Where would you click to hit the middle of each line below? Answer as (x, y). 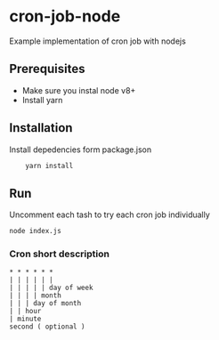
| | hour (25, 312)
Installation (41, 128)
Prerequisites (47, 69)
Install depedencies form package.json (81, 150)
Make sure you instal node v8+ (79, 90)
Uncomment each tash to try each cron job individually (110, 215)
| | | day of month (45, 304)
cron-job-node (65, 16)
